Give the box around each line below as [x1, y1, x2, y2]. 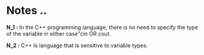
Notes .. [6, 4, 47, 18]
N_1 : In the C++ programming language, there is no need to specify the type [6, 24, 199, 31]
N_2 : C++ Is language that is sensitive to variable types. [6, 42, 148, 49]
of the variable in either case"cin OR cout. [6, 30, 111, 37]
